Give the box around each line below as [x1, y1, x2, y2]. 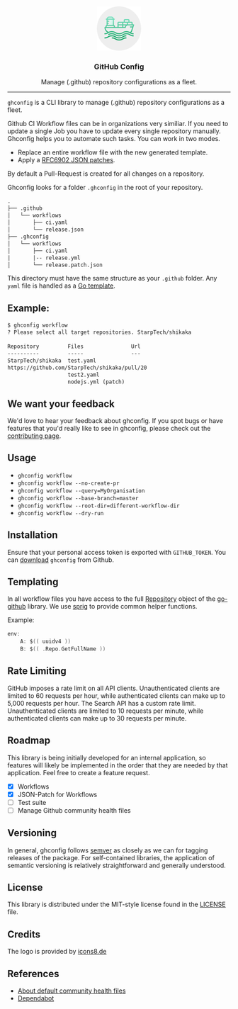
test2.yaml [67, 371, 100, 378]
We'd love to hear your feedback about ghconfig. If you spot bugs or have [7, 416, 223, 424]
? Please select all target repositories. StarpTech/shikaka [7, 329, 192, 336]
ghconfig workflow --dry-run [17, 509, 104, 517]
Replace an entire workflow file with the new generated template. [17, 148, 208, 157]
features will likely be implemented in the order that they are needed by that [7, 761, 228, 770]
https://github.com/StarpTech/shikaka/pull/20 [7, 364, 147, 371]
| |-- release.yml [7, 254, 81, 261]
